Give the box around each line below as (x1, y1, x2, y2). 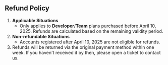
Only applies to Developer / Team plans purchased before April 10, (19, 23, 156, 29)
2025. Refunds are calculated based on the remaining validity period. (19, 28, 163, 34)
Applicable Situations (12, 17, 59, 23)
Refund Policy (5, 4, 50, 13)
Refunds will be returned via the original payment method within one (12, 44, 154, 50)
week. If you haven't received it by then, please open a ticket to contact (12, 49, 161, 55)
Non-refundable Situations (12, 33, 70, 39)
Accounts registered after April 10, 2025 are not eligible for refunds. (19, 39, 160, 45)
